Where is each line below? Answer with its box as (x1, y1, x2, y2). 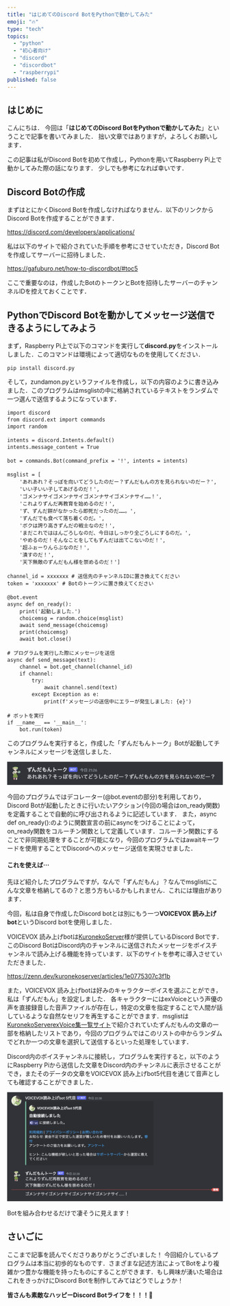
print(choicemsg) (19, 628, 69, 635)
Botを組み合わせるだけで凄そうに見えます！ (7, 1208, 131, 1217)
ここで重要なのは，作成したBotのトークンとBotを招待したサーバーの (7, 279, 201, 287)
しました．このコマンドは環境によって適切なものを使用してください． (7, 350, 205, 358)
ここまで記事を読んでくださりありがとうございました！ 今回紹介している (7, 1250, 212, 1259)
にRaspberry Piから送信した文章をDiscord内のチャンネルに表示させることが (7, 1061, 221, 1069)
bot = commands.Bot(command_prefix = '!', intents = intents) (7, 457, 188, 464)
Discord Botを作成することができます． (7, 214, 118, 222)
